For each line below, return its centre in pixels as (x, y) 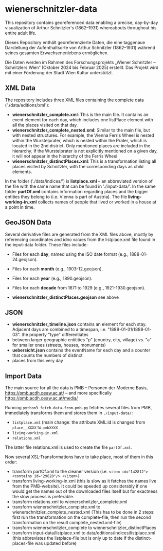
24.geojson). (25, 259)
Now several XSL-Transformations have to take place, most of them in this (79, 457)
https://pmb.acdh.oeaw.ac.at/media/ (42, 398)
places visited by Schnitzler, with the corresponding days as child (78, 166)
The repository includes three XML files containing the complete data (74, 100)
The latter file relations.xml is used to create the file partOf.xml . (69, 447)
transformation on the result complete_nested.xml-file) (67, 523)
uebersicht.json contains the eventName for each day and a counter (81, 350)
